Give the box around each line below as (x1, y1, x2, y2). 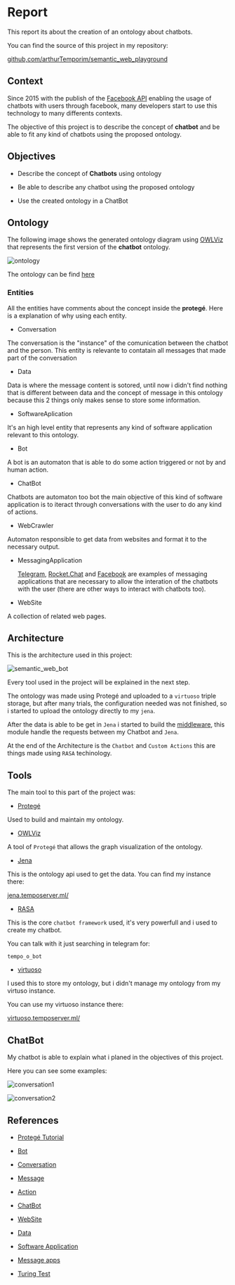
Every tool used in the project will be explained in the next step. (7, 678, 191, 687)
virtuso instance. (7, 986, 56, 995)
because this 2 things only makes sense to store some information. (7, 396, 201, 404)
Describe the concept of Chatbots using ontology (17, 169, 162, 177)
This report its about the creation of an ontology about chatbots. (7, 27, 193, 36)
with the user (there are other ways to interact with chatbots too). (17, 584, 206, 593)
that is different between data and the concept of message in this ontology (7, 388, 223, 396)
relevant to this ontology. (7, 430, 79, 439)
